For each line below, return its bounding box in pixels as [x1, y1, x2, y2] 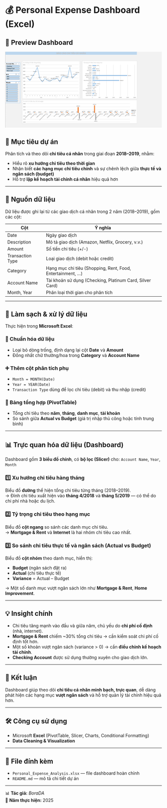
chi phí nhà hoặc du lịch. [5, 498, 56, 504]
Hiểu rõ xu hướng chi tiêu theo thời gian [12, 160, 95, 166]
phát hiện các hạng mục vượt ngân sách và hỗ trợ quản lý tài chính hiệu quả [5, 692, 162, 698]
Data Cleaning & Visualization [12, 738, 76, 744]
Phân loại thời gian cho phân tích [46, 290, 113, 295]
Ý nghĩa [94, 225, 111, 231]
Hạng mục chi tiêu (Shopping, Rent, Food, [46, 265, 131, 271]
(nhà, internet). [12, 628, 43, 634]
